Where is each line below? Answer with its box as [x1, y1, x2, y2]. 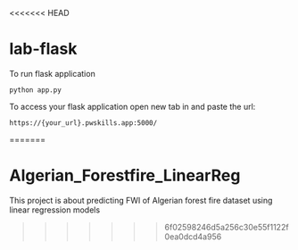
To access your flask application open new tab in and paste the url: [9, 101, 256, 112]
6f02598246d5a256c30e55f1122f [164, 221, 289, 232]
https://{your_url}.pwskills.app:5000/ [9, 118, 158, 128]
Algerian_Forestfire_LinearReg [9, 165, 241, 186]
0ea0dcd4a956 [164, 231, 222, 242]
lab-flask [9, 39, 78, 59]
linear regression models [9, 204, 101, 215]
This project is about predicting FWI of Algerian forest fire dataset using [9, 195, 273, 205]
